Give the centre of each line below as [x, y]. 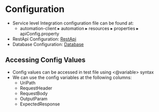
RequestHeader [36, 88]
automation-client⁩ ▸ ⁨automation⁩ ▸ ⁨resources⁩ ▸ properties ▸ [79, 28]
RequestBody [34, 93]
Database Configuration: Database [48, 44]
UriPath [28, 82]
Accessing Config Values [45, 60]
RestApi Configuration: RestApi [44, 39]
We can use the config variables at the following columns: [72, 77]
